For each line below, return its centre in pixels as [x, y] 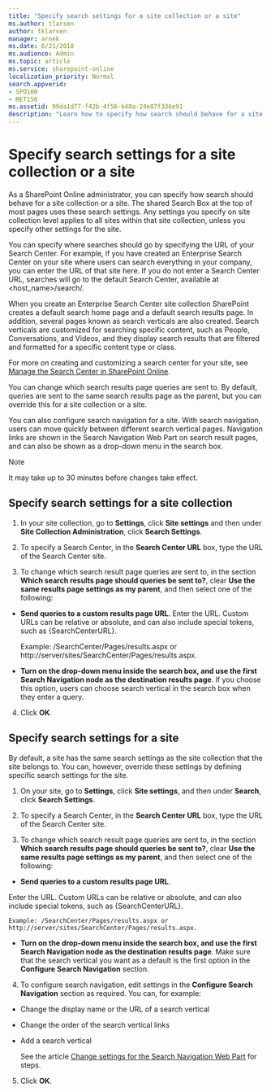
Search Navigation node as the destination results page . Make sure [135, 951]
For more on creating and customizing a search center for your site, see [129, 362]
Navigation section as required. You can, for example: [110, 993]
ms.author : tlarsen [41, 24]
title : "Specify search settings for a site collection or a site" [125, 16]
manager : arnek [34, 39]
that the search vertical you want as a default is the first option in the [135, 960]
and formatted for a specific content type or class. [92, 347]
